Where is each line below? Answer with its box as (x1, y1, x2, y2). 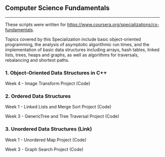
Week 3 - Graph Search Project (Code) (5, 146, 83, 152)
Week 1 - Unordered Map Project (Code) (5, 137, 87, 143)
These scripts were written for (5, 22, 66, 27)
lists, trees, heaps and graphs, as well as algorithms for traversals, (5, 52, 139, 58)
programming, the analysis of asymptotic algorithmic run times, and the (5, 41, 150, 47)
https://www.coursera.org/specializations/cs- (67, 22, 160, 27)
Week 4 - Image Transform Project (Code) (5, 80, 90, 86)
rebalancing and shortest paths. (5, 57, 70, 63)
